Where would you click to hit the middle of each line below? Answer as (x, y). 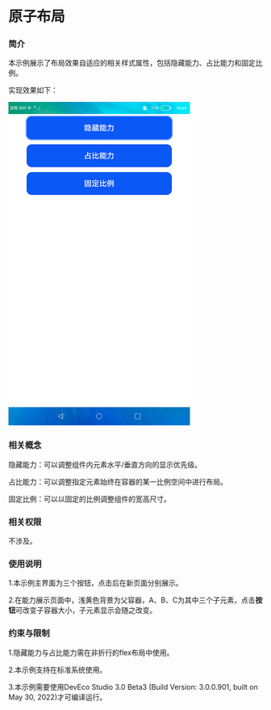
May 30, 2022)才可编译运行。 (58, 697)
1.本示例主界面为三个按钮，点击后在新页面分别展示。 (96, 583)
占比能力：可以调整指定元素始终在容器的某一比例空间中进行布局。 (118, 481)
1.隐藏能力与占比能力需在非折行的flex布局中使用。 (91, 653)
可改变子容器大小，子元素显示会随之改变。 (86, 611)
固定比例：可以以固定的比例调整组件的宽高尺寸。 (90, 499)
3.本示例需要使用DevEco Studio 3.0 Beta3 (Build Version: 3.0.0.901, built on (133, 687)
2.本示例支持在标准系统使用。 (58, 670)
